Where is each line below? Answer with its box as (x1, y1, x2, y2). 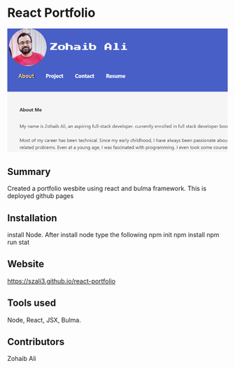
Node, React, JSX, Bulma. (7, 316, 82, 324)
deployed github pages (7, 192, 74, 200)
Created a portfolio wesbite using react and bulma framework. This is (7, 184, 207, 193)
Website (7, 258, 44, 270)
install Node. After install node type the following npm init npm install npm (7, 230, 220, 239)
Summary (7, 166, 51, 178)
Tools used (7, 297, 57, 309)
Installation (7, 212, 57, 224)
